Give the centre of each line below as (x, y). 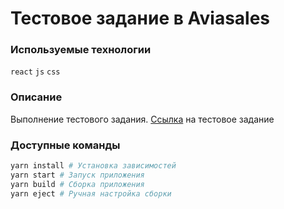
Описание (36, 97)
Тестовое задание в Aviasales (140, 18)
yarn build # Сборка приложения (77, 184)
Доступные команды (65, 145)
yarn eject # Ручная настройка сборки (91, 193)
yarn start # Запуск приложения (77, 175)
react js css (35, 72)
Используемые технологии (81, 50)
